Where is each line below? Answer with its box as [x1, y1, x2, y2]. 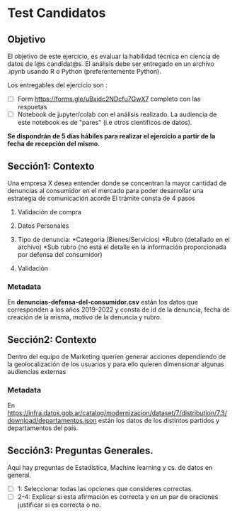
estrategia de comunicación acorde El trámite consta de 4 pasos [7, 194, 196, 202]
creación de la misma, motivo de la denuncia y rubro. [7, 313, 162, 322]
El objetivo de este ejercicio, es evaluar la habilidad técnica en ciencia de [7, 52, 220, 60]
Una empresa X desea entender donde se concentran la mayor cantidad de [7, 179, 227, 187]
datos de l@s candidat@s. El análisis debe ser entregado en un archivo [7, 60, 214, 68]
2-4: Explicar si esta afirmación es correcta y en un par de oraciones [17, 493, 219, 501]
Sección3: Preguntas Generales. [7, 444, 154, 456]
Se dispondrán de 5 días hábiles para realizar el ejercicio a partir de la [7, 132, 216, 141]
